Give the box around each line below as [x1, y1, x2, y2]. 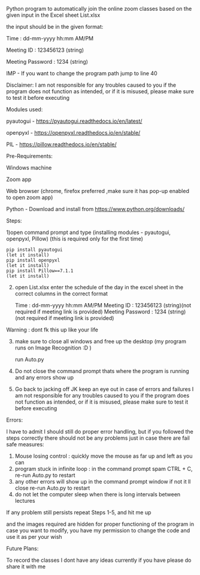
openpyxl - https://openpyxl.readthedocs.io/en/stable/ [6, 129, 141, 136]
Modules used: [6, 106, 43, 113]
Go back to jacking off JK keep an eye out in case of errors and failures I [14, 386, 194, 393]
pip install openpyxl [6, 257, 60, 263]
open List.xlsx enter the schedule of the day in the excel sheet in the [14, 284, 184, 291]
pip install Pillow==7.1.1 [6, 268, 74, 274]
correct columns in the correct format [14, 290, 108, 297]
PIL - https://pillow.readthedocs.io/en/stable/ [6, 141, 117, 148]
